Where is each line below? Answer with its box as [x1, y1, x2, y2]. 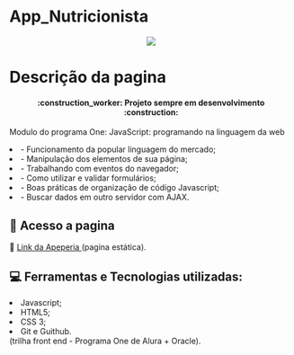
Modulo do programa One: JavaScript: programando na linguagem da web [9, 127, 285, 138]
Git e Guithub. [21, 325, 72, 336]
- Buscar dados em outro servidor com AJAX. [21, 191, 190, 203]
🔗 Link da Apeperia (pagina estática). [9, 242, 147, 253]
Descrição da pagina [9, 67, 166, 87]
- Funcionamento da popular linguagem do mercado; [21, 144, 217, 155]
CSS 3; [21, 316, 47, 327]
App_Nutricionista [9, 6, 149, 27]
